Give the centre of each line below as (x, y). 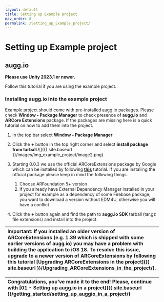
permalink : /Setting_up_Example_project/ (48, 23)
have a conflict (34, 204)
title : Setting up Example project (41, 14)
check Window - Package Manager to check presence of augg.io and (76, 115)
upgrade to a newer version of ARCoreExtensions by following (82, 256)
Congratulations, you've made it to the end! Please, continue (80, 282)
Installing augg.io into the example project (56, 99)
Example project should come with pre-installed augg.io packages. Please (80, 110)
